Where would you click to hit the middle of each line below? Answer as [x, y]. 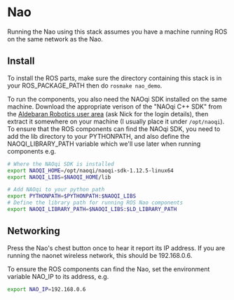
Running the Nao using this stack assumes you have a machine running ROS [117, 32]
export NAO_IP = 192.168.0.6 [47, 289]
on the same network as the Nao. [55, 39]
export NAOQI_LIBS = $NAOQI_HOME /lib [59, 177]
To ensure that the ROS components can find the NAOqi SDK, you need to [114, 129]
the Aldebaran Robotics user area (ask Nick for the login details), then [108, 114]
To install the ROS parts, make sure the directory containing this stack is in [115, 78]
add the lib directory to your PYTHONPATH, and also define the [99, 136]
